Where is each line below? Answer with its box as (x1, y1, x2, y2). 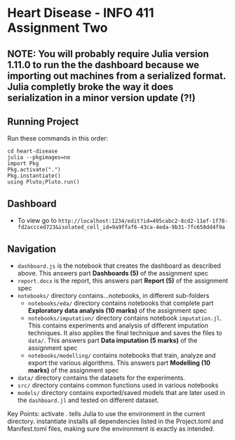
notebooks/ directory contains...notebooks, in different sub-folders (17, 292, 210, 300)
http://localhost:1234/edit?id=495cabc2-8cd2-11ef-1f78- (58, 218, 228, 225)
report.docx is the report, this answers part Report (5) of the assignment (17, 276, 229, 285)
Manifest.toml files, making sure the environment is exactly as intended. (7, 425, 215, 433)
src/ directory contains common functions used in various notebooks (17, 381, 219, 389)
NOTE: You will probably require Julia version (7, 48, 209, 60)
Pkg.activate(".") (7, 167, 61, 174)
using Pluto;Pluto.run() (7, 179, 80, 186)
